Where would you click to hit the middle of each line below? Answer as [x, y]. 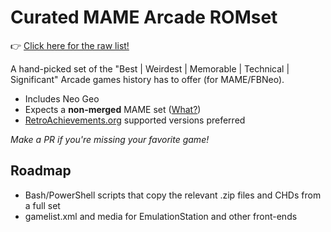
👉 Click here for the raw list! [70, 45]
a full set [42, 205]
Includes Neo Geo [62, 98]
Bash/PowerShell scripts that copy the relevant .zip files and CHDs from [173, 195]
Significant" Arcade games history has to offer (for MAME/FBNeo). [147, 79]
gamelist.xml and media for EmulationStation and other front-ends [161, 216]
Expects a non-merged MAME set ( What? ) [113, 109]
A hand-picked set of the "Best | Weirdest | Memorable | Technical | [150, 68]
